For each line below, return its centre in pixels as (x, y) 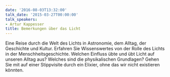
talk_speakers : (21, 19)
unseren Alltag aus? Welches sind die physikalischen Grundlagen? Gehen (82, 59)
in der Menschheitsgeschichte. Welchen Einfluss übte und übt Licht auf (80, 54)
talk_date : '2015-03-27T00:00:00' (42, 15)
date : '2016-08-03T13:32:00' (36, 10)
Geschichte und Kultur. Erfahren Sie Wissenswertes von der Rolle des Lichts (85, 49)
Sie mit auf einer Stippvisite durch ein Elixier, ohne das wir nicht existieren (83, 65)
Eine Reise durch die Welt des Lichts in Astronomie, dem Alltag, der (76, 43)
